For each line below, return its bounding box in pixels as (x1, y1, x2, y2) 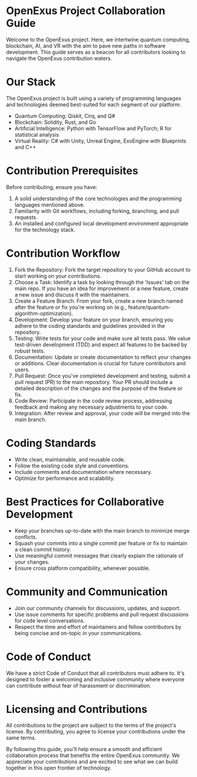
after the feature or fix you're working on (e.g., (14, 304, 127, 311)
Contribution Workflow (6, 247, 121, 260)
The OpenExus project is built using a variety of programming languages (6, 95, 182, 102)
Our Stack (6, 75, 56, 89)
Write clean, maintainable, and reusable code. (14, 456, 125, 463)
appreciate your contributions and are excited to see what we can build (6, 758, 178, 765)
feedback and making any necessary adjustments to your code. (14, 403, 169, 411)
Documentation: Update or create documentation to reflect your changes (14, 354, 191, 361)
